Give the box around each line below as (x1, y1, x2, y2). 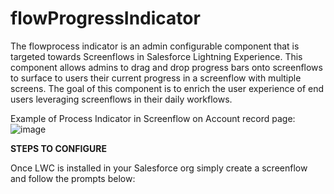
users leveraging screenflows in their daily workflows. (10, 93, 233, 105)
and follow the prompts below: (10, 172, 136, 184)
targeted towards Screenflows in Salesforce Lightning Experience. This (10, 50, 303, 62)
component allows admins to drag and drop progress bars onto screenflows (10, 61, 323, 73)
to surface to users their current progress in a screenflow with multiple (10, 72, 302, 84)
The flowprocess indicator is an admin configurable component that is (10, 40, 300, 52)
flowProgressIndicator (10, 7, 201, 30)
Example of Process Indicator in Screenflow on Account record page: (10, 112, 296, 124)
